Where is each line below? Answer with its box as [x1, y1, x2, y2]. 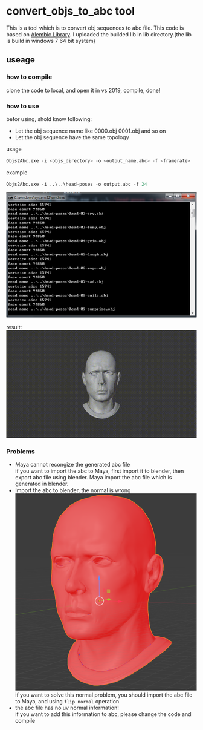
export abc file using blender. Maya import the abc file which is [14, 473, 172, 481]
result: [6, 324, 22, 331]
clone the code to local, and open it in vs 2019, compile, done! [6, 87, 161, 94]
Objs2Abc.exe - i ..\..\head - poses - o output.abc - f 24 [6, 181, 147, 187]
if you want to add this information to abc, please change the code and [14, 710, 192, 718]
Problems [6, 447, 35, 455]
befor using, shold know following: [6, 115, 92, 122]
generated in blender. [14, 480, 69, 487]
